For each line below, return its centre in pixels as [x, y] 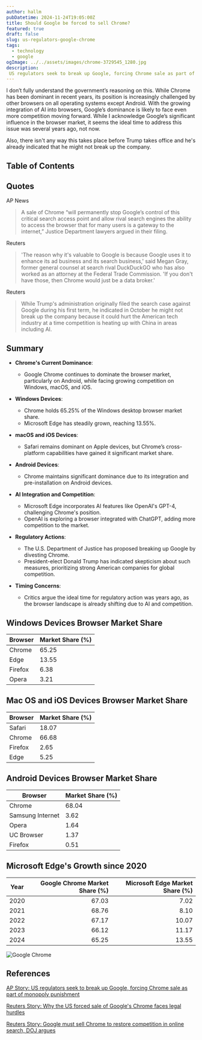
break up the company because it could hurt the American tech [99, 317]
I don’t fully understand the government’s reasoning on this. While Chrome [98, 90]
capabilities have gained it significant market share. [110, 453]
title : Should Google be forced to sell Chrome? [68, 23]
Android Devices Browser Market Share [82, 778]
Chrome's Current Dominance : [54, 363]
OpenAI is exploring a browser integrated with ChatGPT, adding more [110, 519]
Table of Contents [41, 166]
